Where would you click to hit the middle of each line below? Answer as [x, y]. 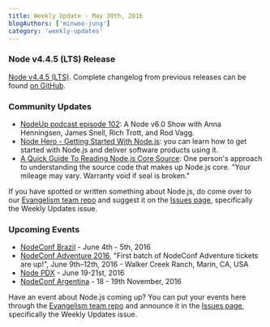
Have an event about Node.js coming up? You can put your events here [127, 297]
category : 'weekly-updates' [56, 31]
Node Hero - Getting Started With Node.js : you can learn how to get [133, 141]
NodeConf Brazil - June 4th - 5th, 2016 [86, 247]
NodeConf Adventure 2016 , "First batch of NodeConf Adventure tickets [139, 256]
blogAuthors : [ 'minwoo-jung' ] [60, 23]
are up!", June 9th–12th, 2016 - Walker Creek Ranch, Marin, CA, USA [134, 265]
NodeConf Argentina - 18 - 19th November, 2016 [101, 282]
